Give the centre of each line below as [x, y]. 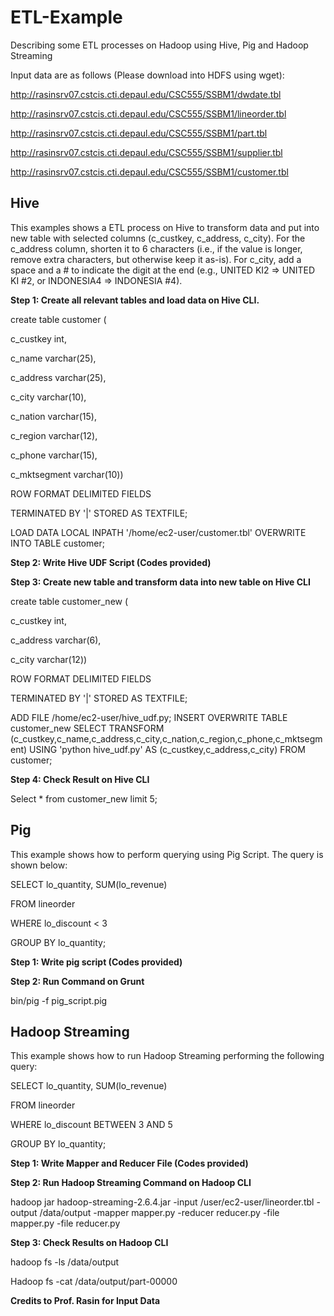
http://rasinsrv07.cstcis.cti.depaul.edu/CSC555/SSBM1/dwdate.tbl [146, 94]
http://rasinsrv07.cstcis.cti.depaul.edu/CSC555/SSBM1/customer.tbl [149, 172]
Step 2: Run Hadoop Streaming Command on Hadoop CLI [131, 1183]
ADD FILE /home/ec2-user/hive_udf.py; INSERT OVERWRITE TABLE [149, 717]
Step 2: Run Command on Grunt [77, 981]
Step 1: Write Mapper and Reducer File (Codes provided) [129, 1163]
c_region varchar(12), [54, 435]
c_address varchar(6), [56, 640]
